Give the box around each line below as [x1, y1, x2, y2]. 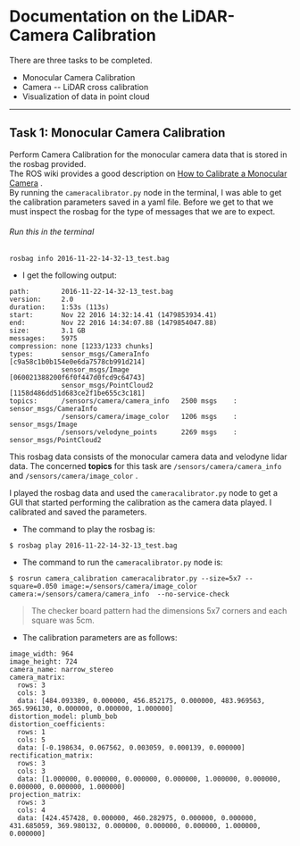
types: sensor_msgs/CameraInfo [9, 349, 150, 358]
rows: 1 [17, 727, 46, 736]
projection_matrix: [9, 790, 82, 799]
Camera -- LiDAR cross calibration [21, 81, 149, 92]
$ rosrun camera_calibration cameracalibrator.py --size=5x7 [9, 574, 242, 582]
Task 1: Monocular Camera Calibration [9, 125, 226, 140]
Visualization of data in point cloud [21, 91, 150, 102]
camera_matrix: [9, 673, 66, 682]
